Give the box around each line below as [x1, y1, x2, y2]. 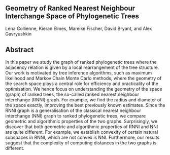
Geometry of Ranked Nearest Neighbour [5, 4, 135, 13]
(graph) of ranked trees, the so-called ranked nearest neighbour [5, 91, 140, 97]
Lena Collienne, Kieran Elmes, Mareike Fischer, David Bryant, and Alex [5, 25, 152, 31]
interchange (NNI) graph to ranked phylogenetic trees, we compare [5, 112, 146, 119]
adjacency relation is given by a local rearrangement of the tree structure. [5, 64, 159, 70]
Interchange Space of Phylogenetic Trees [5, 12, 140, 21]
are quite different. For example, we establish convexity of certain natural [5, 129, 158, 135]
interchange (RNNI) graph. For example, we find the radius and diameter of [5, 96, 162, 103]
